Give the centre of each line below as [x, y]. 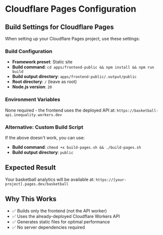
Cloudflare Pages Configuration [71, 9]
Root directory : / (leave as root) [44, 82]
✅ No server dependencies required [49, 227]
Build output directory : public [43, 152]
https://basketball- [137, 111]
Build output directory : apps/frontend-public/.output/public [74, 77]
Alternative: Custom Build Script [44, 127]
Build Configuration [29, 51]
